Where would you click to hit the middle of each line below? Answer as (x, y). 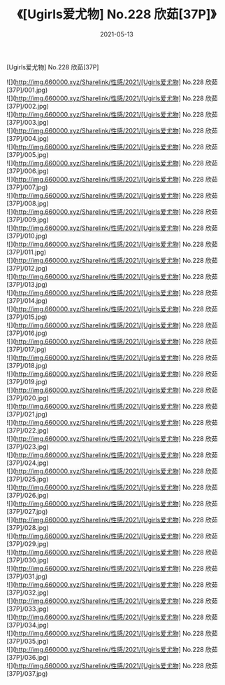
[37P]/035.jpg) (28, 641)
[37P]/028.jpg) (28, 527)
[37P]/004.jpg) (28, 138)
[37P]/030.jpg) (28, 560)
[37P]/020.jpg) (28, 398)
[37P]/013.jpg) (27, 284)
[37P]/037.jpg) (27, 673)
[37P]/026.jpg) (28, 495)
